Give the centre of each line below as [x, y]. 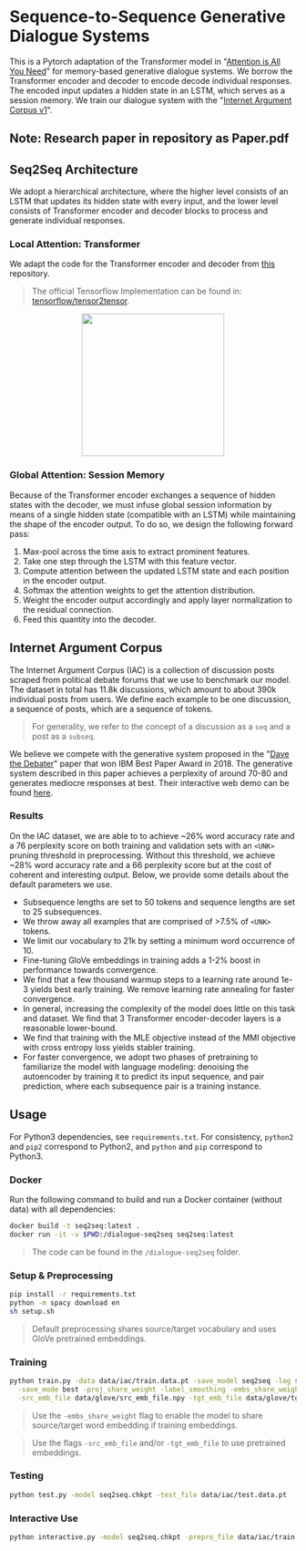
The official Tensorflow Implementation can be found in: [137, 291]
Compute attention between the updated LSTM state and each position [156, 571]
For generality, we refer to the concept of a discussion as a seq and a [161, 726]
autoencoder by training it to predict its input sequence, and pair [143, 1076]
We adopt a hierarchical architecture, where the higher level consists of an [149, 191]
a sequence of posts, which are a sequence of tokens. [112, 708]
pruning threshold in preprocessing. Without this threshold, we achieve [143, 855]
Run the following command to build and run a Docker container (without [146, 1199]
